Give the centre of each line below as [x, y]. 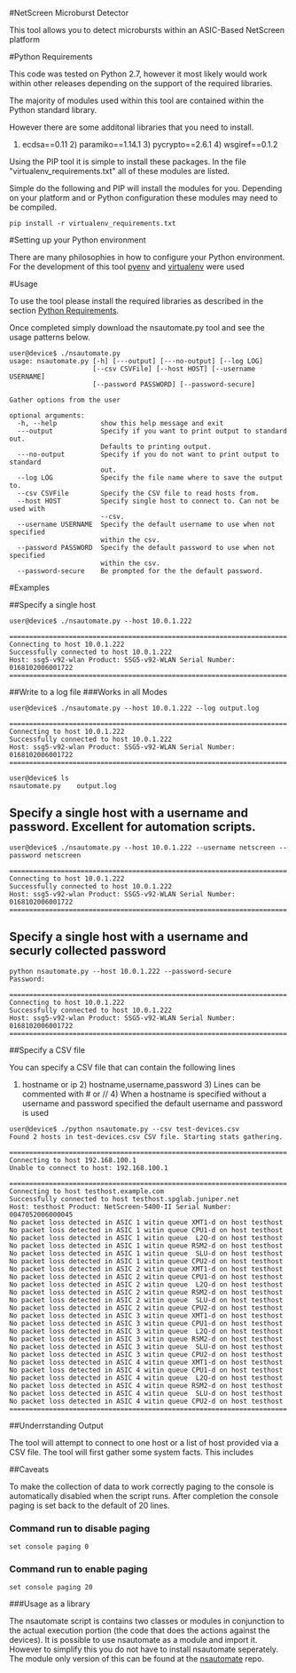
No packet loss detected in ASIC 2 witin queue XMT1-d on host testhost [146, 1269]
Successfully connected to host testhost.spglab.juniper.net [125, 1199]
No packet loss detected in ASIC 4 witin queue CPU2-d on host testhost [146, 1401]
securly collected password [88, 951]
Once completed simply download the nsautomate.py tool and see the [137, 327]
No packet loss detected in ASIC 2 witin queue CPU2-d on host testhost [146, 1308]
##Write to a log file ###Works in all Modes [89, 692]
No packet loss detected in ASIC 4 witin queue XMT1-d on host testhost [146, 1362]
